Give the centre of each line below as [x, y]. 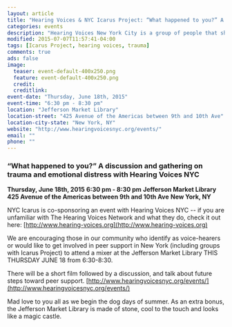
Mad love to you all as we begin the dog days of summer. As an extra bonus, [116, 301]
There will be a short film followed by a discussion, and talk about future [110, 274]
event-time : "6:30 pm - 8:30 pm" [55, 103]
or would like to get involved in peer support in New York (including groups [114, 246]
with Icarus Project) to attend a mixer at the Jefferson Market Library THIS [113, 253]
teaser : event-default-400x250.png [65, 71]
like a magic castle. [35, 316]
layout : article [30, 13]
